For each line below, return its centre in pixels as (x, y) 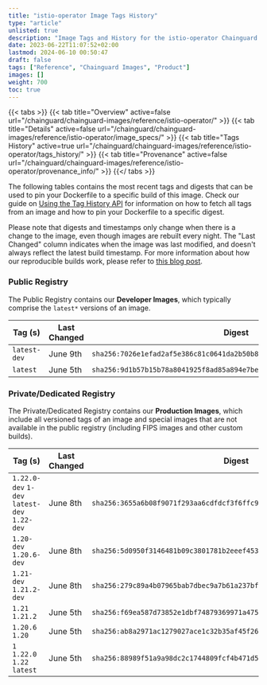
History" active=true (41, 146)
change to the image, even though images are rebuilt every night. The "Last (132, 236)
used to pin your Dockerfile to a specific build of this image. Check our (124, 195)
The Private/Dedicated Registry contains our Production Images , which (126, 411)
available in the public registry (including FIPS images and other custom (126, 427)
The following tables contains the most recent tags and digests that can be (131, 187)
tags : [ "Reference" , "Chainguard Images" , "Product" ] (99, 68)
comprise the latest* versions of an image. (79, 308)
